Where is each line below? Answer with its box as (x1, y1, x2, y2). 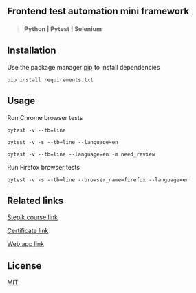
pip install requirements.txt (7, 76, 94, 83)
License (7, 260, 42, 272)
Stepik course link (7, 213, 58, 221)
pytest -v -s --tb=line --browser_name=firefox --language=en (7, 176, 189, 183)
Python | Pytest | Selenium (23, 24, 102, 33)
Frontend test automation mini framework (7, 6, 190, 17)
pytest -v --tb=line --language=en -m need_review (7, 151, 155, 158)
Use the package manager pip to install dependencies (7, 63, 160, 71)
